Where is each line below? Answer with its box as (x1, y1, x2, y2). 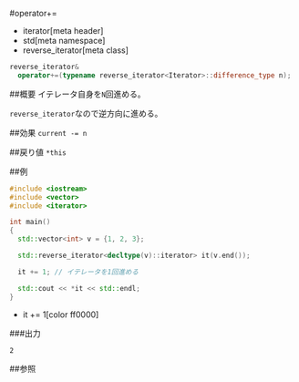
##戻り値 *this (9, 146, 67, 158)
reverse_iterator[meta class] (22, 45, 129, 56)
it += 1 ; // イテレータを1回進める (17, 267, 139, 276)
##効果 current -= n (9, 127, 88, 138)
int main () (9, 218, 51, 227)
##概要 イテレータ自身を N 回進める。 (9, 88, 146, 99)
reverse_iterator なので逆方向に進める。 (9, 108, 163, 119)
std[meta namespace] (22, 36, 106, 46)
